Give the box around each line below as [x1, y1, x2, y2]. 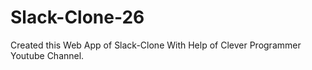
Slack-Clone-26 [10, 6, 145, 29]
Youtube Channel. [10, 49, 85, 61]
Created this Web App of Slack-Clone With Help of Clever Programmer [10, 39, 302, 51]
